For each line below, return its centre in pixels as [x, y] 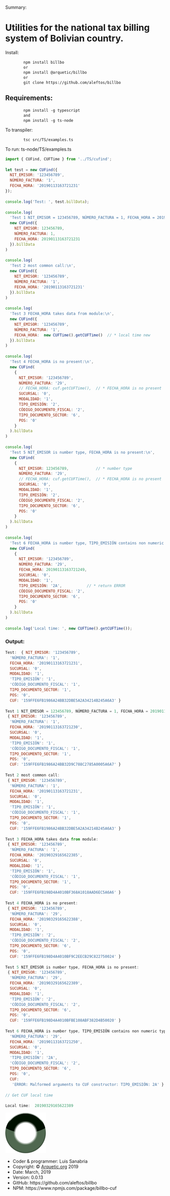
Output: [15, 641]
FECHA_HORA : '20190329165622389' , [46, 983]
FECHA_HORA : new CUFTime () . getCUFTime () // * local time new [82, 335]
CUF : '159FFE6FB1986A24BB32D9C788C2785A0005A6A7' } [66, 765]
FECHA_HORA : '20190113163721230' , [46, 727]
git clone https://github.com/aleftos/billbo [72, 82]
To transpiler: [19, 130]
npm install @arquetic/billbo [55, 72]
